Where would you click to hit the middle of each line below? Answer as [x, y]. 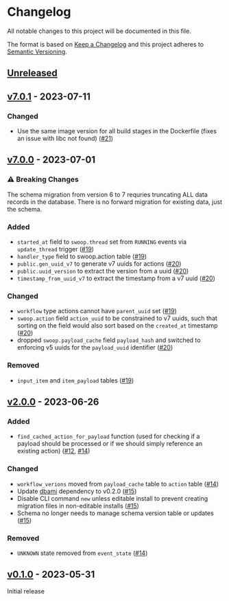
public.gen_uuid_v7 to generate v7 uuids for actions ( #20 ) [99, 264]
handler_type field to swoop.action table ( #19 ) [82, 256]
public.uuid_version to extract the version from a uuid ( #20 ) [103, 271]
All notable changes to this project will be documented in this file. [99, 31]
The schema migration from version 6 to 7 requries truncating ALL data [107, 194]
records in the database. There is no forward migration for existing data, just [115, 202]
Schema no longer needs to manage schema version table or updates [115, 513]
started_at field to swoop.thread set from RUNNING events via [102, 242]
